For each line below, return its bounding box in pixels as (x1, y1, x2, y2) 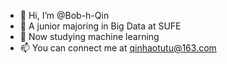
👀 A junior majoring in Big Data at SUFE (19, 20, 182, 32)
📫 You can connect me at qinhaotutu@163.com (19, 42, 217, 54)
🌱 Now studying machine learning (19, 31, 160, 42)
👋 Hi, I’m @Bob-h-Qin (19, 10, 110, 21)
